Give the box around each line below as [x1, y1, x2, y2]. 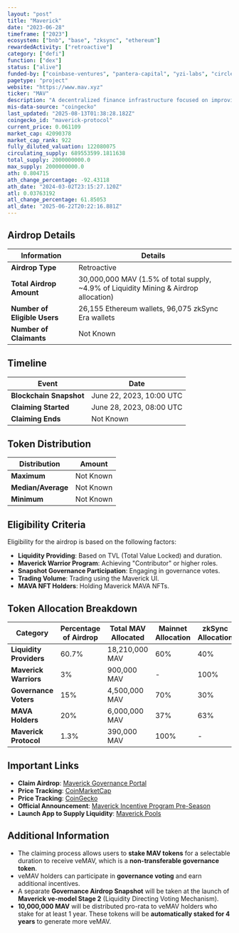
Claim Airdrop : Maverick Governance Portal [17, 779, 147, 787]
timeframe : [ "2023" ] [7, 30, 69, 38]
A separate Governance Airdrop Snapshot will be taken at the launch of [17, 887, 230, 895]
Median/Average [11, 483, 69, 493]
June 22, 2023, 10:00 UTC [91, 390, 183, 400]
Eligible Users [11, 312, 59, 322]
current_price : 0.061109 [7, 123, 81, 131]
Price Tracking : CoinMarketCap [17, 786, 112, 795]
